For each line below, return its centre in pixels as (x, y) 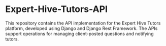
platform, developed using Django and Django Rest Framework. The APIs (81, 28)
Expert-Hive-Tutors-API (57, 9)
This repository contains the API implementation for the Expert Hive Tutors (83, 23)
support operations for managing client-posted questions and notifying (79, 33)
